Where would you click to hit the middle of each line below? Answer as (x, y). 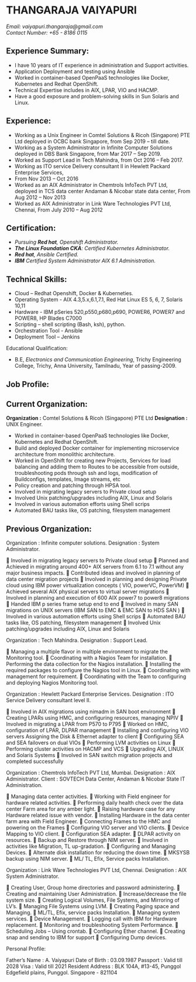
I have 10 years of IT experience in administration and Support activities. (102, 65)
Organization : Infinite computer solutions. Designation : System (83, 543)
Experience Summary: (48, 51)
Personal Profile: (26, 949)
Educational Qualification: (37, 348)
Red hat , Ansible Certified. (47, 255)
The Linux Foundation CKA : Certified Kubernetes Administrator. (92, 248)
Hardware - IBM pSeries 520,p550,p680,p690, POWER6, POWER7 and (100, 312)
